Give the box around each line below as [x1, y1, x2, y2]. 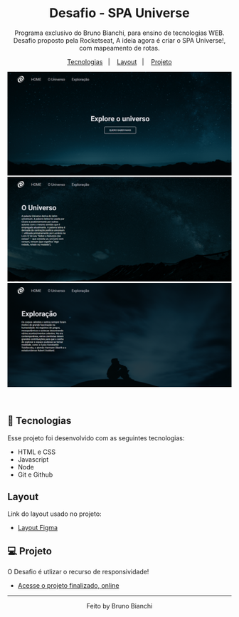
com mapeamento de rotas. [79, 43, 160, 52]
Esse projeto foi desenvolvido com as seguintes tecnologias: [7, 433, 185, 442]
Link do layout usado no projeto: [7, 509, 102, 518]
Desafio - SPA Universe [49, 5, 190, 21]
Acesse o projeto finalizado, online [17, 581, 119, 590]
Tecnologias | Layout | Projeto [67, 57, 172, 66]
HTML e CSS [17, 447, 56, 456]
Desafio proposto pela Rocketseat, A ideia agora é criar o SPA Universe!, [13, 36, 226, 44]
